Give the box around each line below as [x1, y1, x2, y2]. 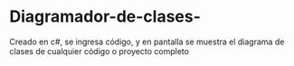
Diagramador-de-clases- [9, 6, 202, 27]
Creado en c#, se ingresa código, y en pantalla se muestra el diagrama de [9, 36, 285, 47]
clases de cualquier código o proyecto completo [9, 45, 190, 56]
